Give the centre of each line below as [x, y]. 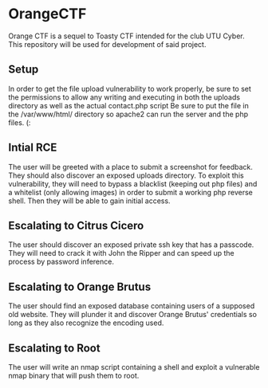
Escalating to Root [55, 348]
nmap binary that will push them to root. [74, 376]
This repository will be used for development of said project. [107, 44]
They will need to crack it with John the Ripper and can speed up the [121, 253]
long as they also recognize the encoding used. [86, 323]
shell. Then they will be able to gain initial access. [89, 201]
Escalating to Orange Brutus [80, 286]
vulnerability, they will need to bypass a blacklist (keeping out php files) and [133, 183]
